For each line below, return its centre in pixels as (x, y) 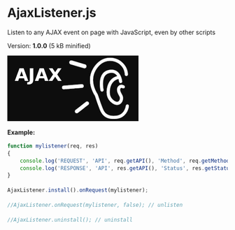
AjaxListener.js (52, 13)
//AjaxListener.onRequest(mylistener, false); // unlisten (95, 205)
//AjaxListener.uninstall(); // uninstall (70, 220)
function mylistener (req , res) (53, 146)
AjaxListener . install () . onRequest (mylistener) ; (78, 190)
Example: (21, 132)
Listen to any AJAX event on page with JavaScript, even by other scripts (111, 32)
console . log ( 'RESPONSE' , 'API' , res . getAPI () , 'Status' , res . (112, 168)
